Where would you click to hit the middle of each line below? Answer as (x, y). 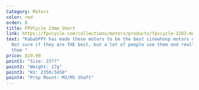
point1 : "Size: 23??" (33, 61)
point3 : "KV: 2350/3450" (37, 72)
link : (13, 34)
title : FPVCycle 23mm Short (41, 28)
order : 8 (17, 22)
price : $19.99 (24, 56)
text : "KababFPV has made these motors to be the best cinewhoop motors (98, 39)
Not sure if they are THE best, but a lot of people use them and (95, 45)
